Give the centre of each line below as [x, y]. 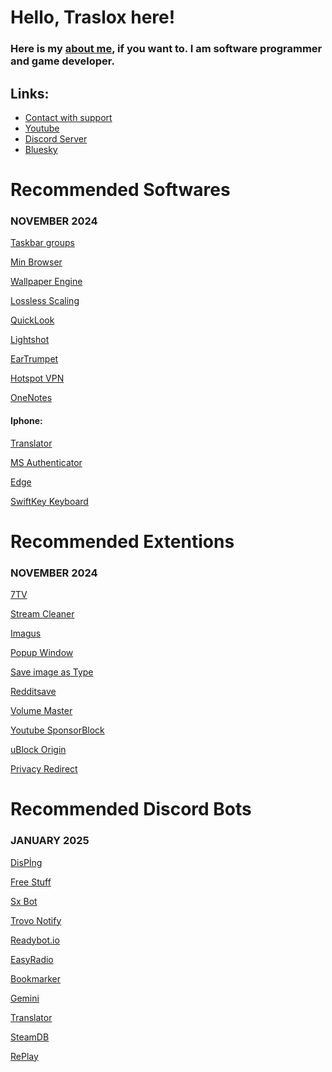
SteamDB [30, 1037]
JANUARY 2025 [50, 841]
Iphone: [26, 420]
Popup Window [42, 653]
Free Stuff [31, 882]
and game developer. [62, 61]
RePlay [24, 1056]
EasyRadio [32, 959]
